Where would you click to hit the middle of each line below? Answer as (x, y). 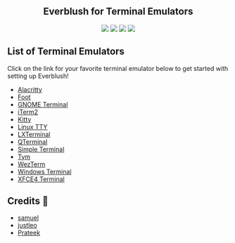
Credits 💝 (28, 201)
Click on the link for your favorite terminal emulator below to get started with (118, 68)
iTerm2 (28, 112)
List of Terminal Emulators (66, 52)
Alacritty (30, 89)
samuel (28, 218)
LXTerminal (34, 134)
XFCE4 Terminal (41, 179)
